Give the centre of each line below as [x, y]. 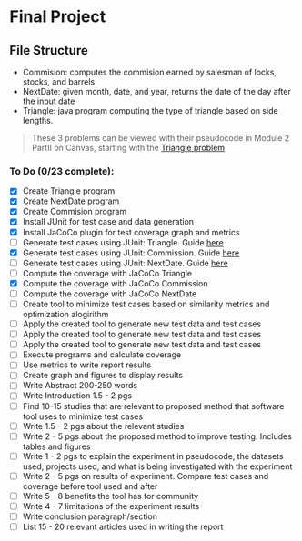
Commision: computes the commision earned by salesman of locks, [150, 72]
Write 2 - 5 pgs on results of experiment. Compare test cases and [146, 476]
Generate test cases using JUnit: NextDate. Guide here [126, 263]
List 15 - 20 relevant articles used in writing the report [123, 527]
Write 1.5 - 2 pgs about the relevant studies [103, 426]
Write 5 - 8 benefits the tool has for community [111, 496]
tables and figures [56, 446]
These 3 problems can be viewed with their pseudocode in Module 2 [161, 138]
